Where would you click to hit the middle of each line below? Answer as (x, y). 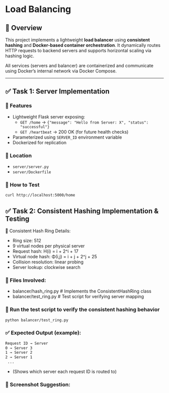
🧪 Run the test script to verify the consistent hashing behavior (82, 310)
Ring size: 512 (27, 240)
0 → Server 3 (19, 348)
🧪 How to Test (22, 184)
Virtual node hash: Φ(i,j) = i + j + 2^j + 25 (55, 256)
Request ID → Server (27, 343)
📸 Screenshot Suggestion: (38, 384)
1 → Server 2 (19, 353)
